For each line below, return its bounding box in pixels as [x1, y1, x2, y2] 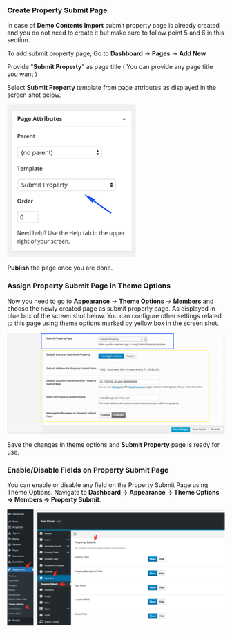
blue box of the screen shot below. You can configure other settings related [7, 311, 222, 320]
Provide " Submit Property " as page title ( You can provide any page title [7, 63, 213, 71]
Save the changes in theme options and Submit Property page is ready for [7, 440, 220, 448]
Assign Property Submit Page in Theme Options [7, 281, 171, 291]
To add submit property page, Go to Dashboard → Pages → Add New [7, 49, 206, 57]
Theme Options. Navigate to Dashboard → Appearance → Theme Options [7, 488, 220, 497]
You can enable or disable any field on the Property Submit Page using [7, 481, 209, 489]
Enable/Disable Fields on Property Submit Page [7, 465, 169, 475]
